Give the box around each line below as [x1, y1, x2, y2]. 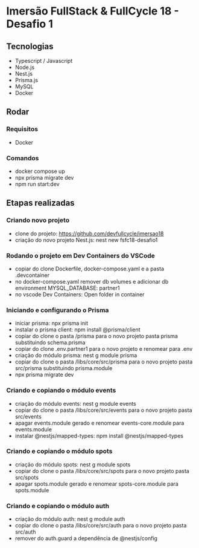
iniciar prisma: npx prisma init [14, 319, 89, 327]
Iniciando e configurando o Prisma [6, 305, 109, 314]
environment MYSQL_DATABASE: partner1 [14, 284, 120, 292]
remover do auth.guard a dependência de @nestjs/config [14, 535, 158, 542]
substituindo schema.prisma [14, 339, 86, 346]
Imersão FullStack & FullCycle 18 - [6, 4, 179, 18]
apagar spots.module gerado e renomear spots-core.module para [14, 480, 179, 488]
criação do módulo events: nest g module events [14, 400, 137, 407]
